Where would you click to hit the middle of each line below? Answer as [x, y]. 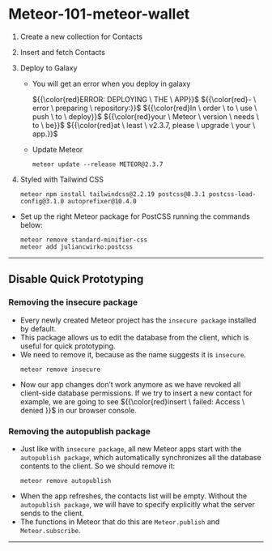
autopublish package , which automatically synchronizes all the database [140, 457]
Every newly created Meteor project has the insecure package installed [138, 320]
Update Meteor [57, 149]
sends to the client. [52, 513]
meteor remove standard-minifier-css [84, 240]
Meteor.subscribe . [50, 530]
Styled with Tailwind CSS [62, 179]
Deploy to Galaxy [49, 68]
